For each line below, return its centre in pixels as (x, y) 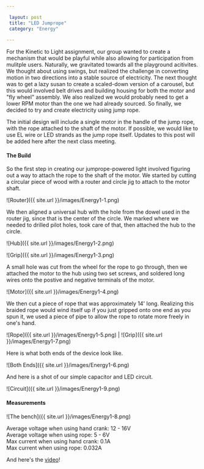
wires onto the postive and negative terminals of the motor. (80, 280)
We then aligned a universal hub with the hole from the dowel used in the (98, 212)
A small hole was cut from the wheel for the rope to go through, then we (97, 267)
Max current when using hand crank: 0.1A (59, 441)
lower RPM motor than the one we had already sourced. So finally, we (94, 104)
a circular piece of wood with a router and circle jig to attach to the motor (98, 182)
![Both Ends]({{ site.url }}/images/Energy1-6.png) (68, 365)
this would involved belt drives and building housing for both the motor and (101, 91)
